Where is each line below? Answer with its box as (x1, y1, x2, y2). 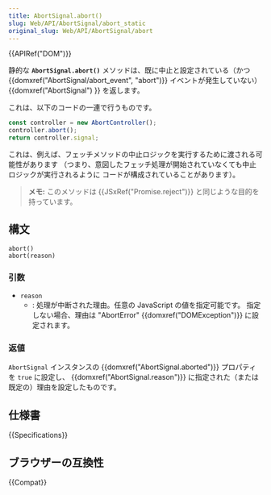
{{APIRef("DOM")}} (8, 49, 73, 59)
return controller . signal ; (8, 134, 99, 142)
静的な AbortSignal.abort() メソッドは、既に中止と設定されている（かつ (8, 65, 251, 75)
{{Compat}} (8, 477, 47, 488)
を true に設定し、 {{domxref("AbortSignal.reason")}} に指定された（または (8, 372, 260, 382)
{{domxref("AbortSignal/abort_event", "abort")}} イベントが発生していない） (8, 76, 262, 85)
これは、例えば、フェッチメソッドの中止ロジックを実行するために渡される (8, 150, 256, 159)
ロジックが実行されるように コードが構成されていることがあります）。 (8, 170, 240, 179)
